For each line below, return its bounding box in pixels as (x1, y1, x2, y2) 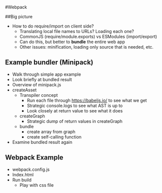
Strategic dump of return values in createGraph (27, 118, 123, 124)
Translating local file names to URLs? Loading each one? (19, 28, 134, 34)
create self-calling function (27, 134, 82, 139)
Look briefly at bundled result (12, 76, 72, 83)
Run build (12, 177, 32, 183)
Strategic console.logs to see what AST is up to (27, 103, 123, 109)
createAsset (12, 87, 37, 93)
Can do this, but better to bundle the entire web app (19, 39, 125, 45)
